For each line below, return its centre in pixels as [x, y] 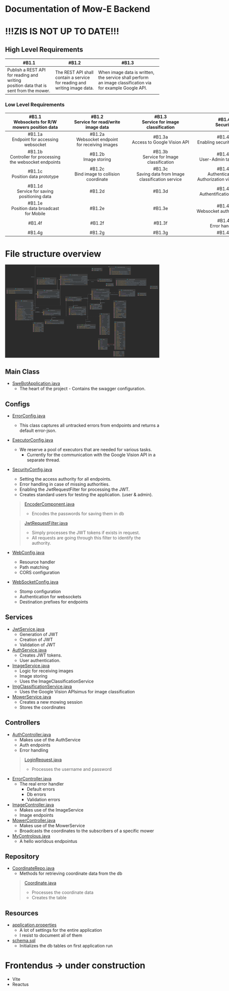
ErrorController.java [32, 779]
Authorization [211, 179]
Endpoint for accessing [35, 140]
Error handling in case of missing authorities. [65, 484]
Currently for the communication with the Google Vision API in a [91, 455]
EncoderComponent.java [49, 504]
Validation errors [43, 799]
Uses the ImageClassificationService [57, 681]
